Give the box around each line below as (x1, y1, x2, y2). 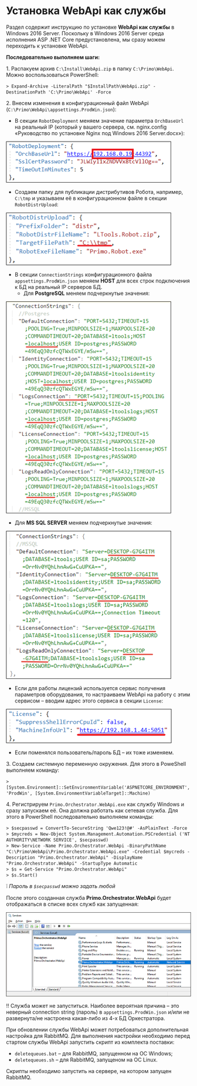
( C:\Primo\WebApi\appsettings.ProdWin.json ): (6, 106, 117, 113)
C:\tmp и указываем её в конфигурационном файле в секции (14, 194, 167, 201)
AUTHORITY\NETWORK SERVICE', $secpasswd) (6, 837, 109, 843)
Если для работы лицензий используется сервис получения (14, 684, 166, 691)
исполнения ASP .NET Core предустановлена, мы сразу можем (6, 36, 165, 43)
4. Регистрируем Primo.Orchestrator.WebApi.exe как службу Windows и (6, 801, 185, 808)
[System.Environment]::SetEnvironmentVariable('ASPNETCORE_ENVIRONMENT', (6, 784, 191, 791)
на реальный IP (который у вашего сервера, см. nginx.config (14, 123, 167, 130)
